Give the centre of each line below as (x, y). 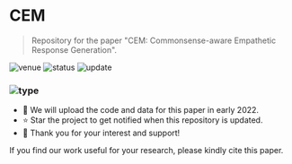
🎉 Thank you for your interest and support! (101, 133)
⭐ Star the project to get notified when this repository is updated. (142, 120)
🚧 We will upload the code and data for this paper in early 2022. (140, 110)
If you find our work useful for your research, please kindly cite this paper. (146, 151)
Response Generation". (74, 49)
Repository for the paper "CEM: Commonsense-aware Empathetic (154, 40)
